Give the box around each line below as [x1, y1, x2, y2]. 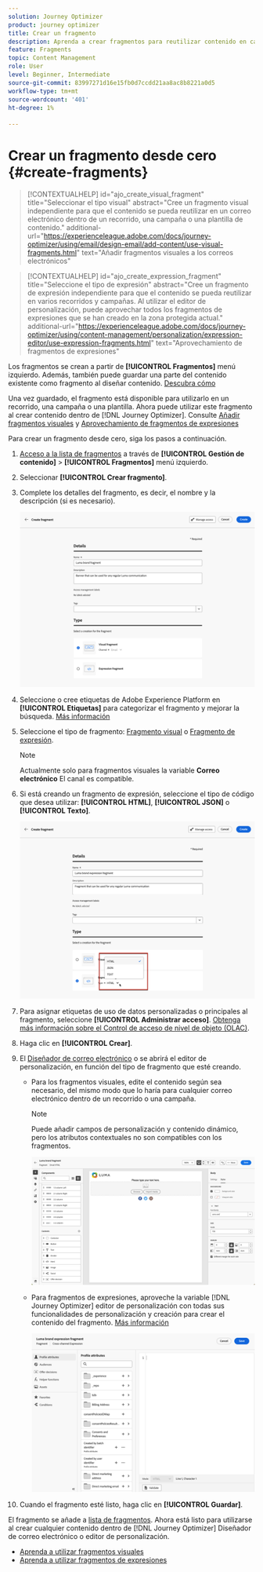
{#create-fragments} [8, 163, 149, 181]
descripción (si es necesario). [19, 496, 116, 506]
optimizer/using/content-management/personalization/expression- [27, 330, 243, 339]
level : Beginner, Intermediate [8, 71, 110, 79]
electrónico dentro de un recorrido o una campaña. [31, 1094, 196, 1103]
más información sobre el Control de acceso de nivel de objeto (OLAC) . [19, 1023, 250, 1033]
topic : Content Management [8, 54, 96, 62]
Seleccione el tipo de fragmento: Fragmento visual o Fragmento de [19, 727, 236, 737]
